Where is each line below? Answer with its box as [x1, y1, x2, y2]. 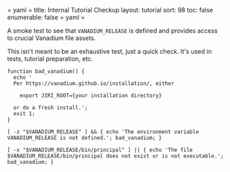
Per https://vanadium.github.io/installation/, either [13, 80, 175, 87]
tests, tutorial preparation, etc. [7, 55, 93, 63]
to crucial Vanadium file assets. [7, 34, 97, 42]
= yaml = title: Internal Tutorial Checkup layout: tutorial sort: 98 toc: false [7, 6, 213, 14]
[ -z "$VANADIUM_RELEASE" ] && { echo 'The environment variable [7, 128, 199, 135]
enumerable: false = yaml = [7, 13, 85, 21]
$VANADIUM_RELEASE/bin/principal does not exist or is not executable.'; [7, 153, 224, 160]
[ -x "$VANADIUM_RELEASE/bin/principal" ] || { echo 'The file [7, 146, 193, 153]
